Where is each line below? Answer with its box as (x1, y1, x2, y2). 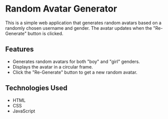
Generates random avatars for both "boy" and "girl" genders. (12, 58, 140, 65)
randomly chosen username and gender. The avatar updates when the (5, 25, 152, 31)
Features (5, 45, 34, 53)
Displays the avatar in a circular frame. (12, 64, 93, 70)
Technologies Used (5, 84, 67, 92)
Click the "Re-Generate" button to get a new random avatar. (12, 69, 138, 75)
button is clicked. (27, 30, 64, 36)
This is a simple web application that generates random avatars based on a (5, 20, 162, 26)
